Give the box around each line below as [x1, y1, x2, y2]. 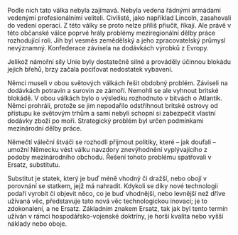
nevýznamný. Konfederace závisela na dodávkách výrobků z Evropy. [7, 44, 209, 52]
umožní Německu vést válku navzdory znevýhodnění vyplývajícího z [7, 146, 208, 153]
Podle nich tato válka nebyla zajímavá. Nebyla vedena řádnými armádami [7, 6, 222, 14]
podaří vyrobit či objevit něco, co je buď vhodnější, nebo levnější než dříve [7, 190, 226, 197]
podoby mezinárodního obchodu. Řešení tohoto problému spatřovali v [7, 153, 212, 161]
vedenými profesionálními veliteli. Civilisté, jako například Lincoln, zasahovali [7, 13, 232, 22]
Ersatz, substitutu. [7, 160, 60, 169]
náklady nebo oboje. [7, 219, 67, 228]
